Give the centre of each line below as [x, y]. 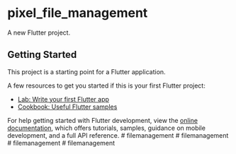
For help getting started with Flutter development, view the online [103, 120]
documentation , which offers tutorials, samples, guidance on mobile [106, 128]
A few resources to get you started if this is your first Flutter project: [106, 85]
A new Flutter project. [39, 32]
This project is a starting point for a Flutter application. [86, 71]
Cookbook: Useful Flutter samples [67, 107]
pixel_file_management [78, 13]
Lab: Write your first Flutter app [63, 99]
